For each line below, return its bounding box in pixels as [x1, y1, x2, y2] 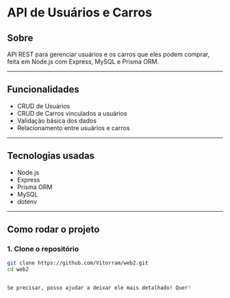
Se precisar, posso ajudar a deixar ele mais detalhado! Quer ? [7, 284, 192, 292]
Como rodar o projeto [7, 224, 100, 236]
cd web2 [7, 266, 29, 273]
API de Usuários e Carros [7, 5, 153, 21]
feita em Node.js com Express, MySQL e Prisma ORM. [7, 58, 159, 66]
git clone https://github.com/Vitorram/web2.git [7, 260, 149, 266]
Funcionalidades [7, 84, 80, 95]
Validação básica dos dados [16, 116, 97, 125]
